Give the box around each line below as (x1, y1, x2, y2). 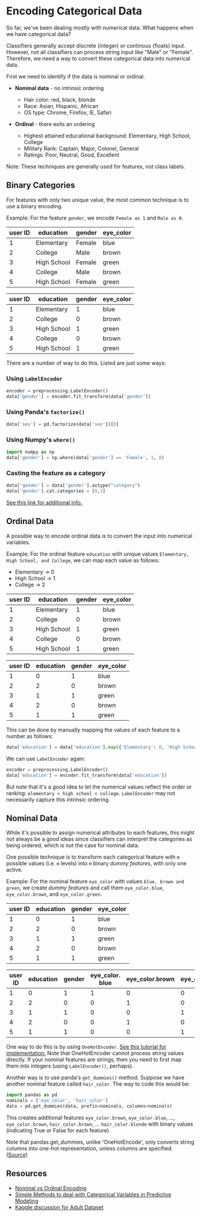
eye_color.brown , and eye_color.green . (6, 891, 102, 898)
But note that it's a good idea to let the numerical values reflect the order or (6, 783, 192, 790)
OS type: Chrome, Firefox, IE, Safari (23, 109, 112, 116)
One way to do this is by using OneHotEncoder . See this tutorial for (6, 1043, 166, 1051)
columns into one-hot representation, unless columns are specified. (6, 1144, 173, 1152)
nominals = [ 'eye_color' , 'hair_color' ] (6, 1098, 109, 1104)
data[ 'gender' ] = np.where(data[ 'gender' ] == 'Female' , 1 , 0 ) (6, 455, 165, 461)
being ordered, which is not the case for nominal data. (6, 842, 139, 849)
